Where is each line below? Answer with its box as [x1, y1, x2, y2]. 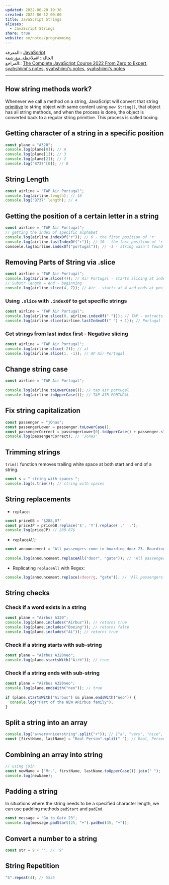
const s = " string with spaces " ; [5, 477, 80, 482]
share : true [5, 31, 30, 36]
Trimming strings [5, 448, 60, 456]
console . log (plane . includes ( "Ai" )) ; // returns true [5, 630, 118, 635]
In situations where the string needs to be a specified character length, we [5, 801, 159, 807]
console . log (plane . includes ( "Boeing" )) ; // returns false [5, 624, 129, 630]
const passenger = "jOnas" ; [5, 420, 64, 425]
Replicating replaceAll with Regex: [12, 565, 86, 571]
